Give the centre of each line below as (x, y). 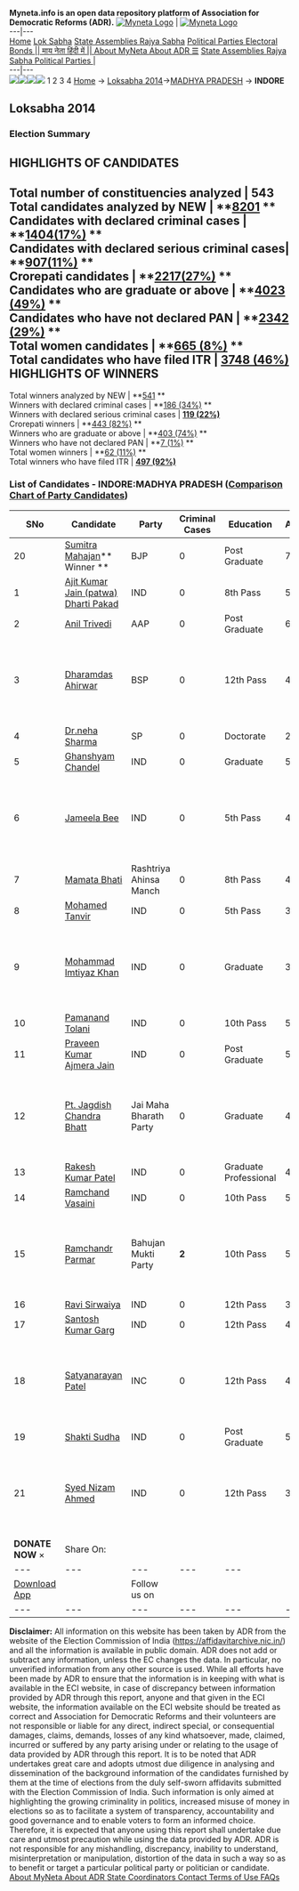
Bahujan (148, 1242)
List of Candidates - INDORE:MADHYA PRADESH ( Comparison (146, 484)
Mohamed (86, 905)
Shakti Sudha (92, 1436)
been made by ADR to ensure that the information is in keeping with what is (147, 1678)
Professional (250, 1177)
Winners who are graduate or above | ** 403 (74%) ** (108, 433)
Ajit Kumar (86, 581)
